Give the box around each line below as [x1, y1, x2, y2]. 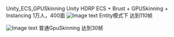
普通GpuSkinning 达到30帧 [39, 25, 104, 31]
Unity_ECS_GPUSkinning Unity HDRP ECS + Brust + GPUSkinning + [6, 5, 169, 12]
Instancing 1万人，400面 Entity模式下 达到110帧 [6, 12, 153, 19]
